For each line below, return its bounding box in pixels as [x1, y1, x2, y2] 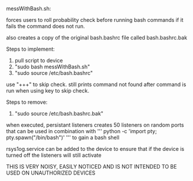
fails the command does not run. [6, 23, 85, 29]
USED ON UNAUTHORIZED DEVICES [6, 169, 96, 176]
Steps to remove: [6, 98, 48, 106]
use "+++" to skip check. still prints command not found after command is [6, 81, 187, 88]
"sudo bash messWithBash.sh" [14, 63, 90, 70]
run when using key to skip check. [6, 87, 90, 94]
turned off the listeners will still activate [6, 152, 102, 159]
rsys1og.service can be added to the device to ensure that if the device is [6, 146, 185, 152]
